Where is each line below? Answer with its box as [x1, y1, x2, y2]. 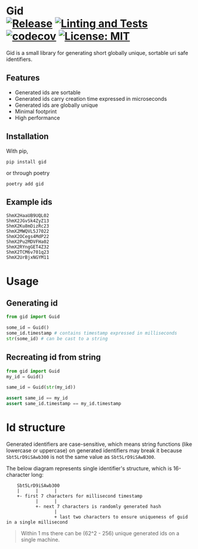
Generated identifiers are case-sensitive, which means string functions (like [6, 440, 193, 448]
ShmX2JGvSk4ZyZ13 [6, 218, 49, 224]
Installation [6, 131, 49, 141]
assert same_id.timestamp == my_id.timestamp [6, 401, 121, 407]
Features [6, 73, 40, 83]
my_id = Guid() [6, 374, 44, 380]
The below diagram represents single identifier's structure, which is [6, 465, 172, 472]
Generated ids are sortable [14, 88, 81, 96]
